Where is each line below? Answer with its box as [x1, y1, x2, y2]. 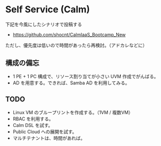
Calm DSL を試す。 [12, 122, 53, 128]
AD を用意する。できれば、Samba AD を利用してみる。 [12, 80, 130, 86]
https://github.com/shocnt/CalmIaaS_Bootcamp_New [12, 31, 126, 38]
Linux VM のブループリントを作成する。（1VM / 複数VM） [12, 109, 133, 115]
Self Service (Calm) [5, 4, 90, 15]
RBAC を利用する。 [12, 116, 54, 122]
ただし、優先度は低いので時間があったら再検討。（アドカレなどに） [5, 42, 148, 48]
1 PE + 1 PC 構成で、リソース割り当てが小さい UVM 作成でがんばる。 [12, 73, 158, 79]
